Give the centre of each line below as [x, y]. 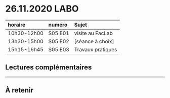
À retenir [19, 90]
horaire [17, 25]
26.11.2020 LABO [42, 9]
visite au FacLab [93, 33]
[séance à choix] [94, 41]
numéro [58, 25]
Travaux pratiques [96, 49]
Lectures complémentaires [49, 68]
